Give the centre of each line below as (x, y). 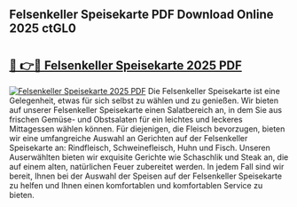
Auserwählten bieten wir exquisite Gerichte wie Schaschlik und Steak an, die (149, 157)
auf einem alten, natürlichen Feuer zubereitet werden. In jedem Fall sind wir (147, 167)
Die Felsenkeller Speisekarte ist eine (214, 91)
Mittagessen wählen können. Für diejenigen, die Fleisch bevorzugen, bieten (147, 129)
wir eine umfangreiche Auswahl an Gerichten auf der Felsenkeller (129, 138)
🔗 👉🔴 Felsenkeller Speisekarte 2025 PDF (125, 65)
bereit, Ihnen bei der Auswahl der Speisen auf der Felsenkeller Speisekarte (145, 176)
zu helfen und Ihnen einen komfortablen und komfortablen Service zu (136, 185)
